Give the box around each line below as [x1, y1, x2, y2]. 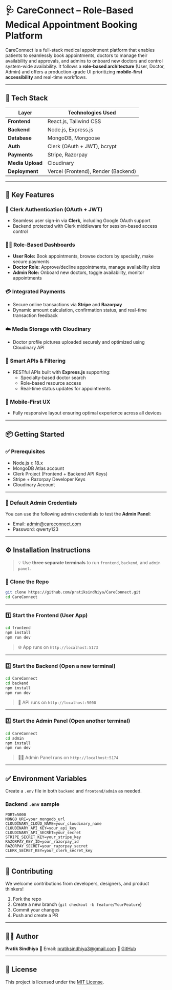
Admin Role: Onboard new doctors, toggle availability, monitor [12, 269, 144, 275]
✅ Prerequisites [5, 448, 45, 455]
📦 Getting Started [5, 430, 65, 439]
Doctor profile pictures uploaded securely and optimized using [12, 339, 145, 345]
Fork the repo [12, 896, 42, 902]
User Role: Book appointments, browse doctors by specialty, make [12, 253, 154, 259]
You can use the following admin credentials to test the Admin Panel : [5, 510, 151, 517]
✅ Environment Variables [5, 774, 87, 783]
